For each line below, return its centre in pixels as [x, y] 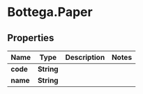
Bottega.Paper [50, 12]
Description [85, 57]
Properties [31, 38]
